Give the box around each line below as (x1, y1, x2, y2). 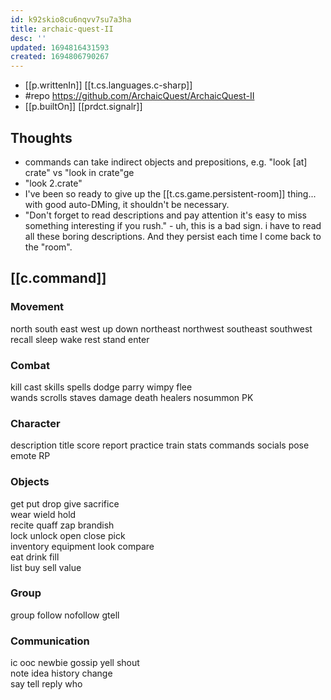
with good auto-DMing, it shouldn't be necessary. (24, 198, 230, 210)
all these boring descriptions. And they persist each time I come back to (24, 230, 322, 242)
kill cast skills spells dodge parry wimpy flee (10, 381, 193, 393)
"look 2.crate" (24, 177, 83, 189)
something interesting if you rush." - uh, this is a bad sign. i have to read (24, 219, 322, 231)
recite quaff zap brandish (10, 519, 115, 531)
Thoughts (10, 129, 73, 146)
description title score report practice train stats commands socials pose (10, 439, 310, 451)
